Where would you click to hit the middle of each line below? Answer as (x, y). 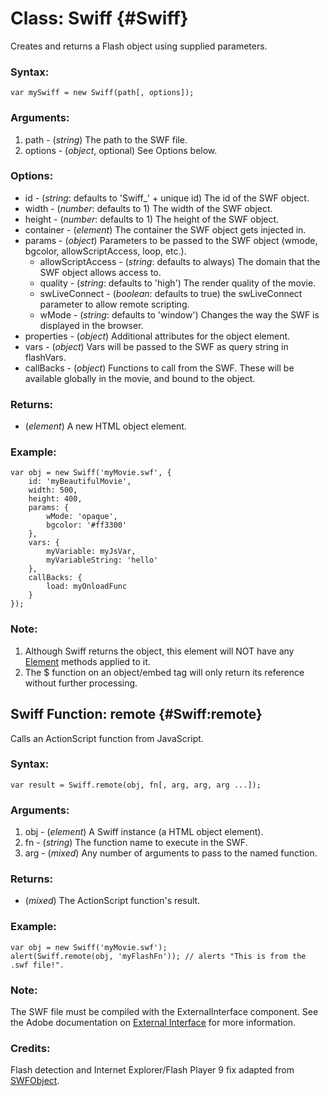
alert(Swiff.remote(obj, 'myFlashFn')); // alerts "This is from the (158, 956)
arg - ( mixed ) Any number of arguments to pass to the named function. (171, 853)
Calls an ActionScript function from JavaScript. (107, 738)
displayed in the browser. (91, 325)
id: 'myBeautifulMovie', (80, 482)
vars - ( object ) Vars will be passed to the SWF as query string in (156, 346)
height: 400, (55, 499)
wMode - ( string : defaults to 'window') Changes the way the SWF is (179, 314)
